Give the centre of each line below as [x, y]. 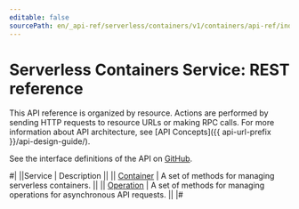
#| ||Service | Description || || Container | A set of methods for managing [142, 176]
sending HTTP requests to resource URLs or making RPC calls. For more [142, 123]
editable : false [39, 17]
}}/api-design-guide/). [50, 141]
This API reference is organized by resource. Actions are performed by [139, 113]
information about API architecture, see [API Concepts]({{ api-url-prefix [140, 132]
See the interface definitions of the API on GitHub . [101, 159]
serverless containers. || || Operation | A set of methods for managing [137, 185]
